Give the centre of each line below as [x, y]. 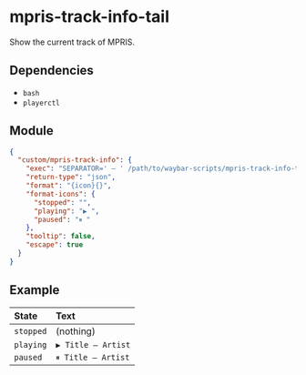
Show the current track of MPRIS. [72, 42]
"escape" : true [55, 245]
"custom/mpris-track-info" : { [75, 160]
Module [31, 131]
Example [35, 290]
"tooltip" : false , [61, 237]
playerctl [41, 103]
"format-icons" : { [61, 194]
